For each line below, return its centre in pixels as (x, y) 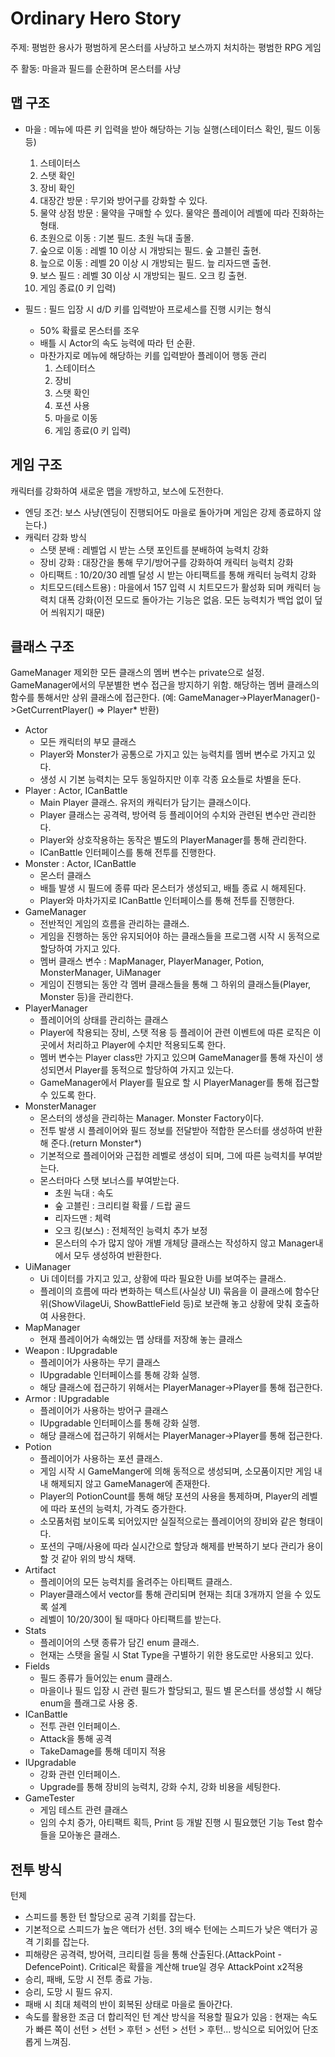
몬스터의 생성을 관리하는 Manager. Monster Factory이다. (152, 1118)
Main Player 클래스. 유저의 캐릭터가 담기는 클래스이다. (145, 803)
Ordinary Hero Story (96, 18)
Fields (37, 1666)
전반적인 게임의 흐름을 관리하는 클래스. (114, 924)
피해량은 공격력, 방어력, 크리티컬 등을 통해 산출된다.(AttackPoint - (153, 1954)
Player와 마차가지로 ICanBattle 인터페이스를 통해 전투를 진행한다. (167, 901)
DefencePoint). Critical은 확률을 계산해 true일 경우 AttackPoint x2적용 (164, 1967)
